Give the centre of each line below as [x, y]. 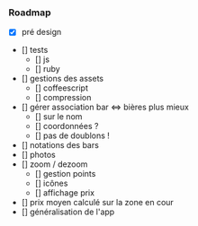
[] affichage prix [65, 193]
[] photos [38, 155]
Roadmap [30, 13]
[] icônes [51, 183]
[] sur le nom [58, 117]
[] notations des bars [60, 145]
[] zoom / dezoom [54, 164]
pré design [41, 32]
